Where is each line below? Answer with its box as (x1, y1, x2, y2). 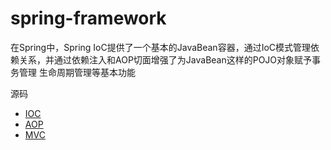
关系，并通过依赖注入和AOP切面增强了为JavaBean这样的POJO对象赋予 (18, 53, 313, 66)
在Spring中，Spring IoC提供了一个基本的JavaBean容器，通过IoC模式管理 (10, 41, 312, 53)
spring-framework (10, 7, 167, 30)
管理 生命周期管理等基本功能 (18, 66, 136, 78)
